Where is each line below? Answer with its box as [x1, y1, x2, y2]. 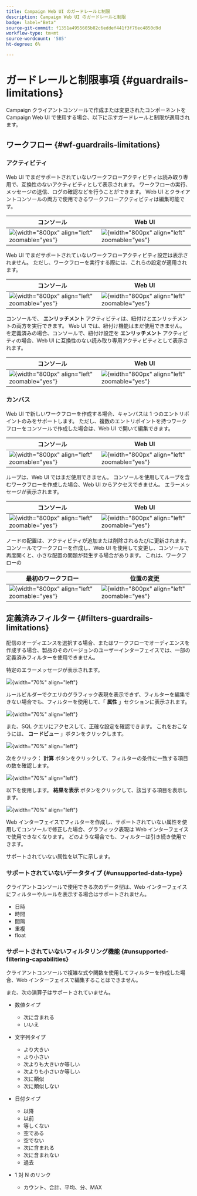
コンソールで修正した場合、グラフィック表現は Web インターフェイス [21, 825, 189, 833]
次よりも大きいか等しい [23, 1061, 80, 1068]
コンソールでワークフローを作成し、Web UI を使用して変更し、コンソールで [6, 544, 189, 551]
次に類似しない [23, 1083, 60, 1090]
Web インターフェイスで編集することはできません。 [16, 977, 142, 984]
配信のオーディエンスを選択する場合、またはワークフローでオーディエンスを [6, 639, 190, 646]
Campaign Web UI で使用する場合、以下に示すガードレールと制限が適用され [6, 114, 190, 121]
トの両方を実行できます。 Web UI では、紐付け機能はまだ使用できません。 [6, 322, 185, 329]
